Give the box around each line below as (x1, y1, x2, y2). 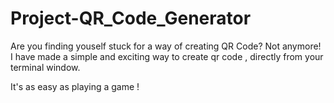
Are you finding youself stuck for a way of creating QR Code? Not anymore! (10, 40, 322, 52)
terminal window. (10, 61, 81, 73)
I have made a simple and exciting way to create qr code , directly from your (10, 50, 324, 62)
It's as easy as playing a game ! (10, 80, 140, 92)
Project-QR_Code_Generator (10, 7, 252, 30)
